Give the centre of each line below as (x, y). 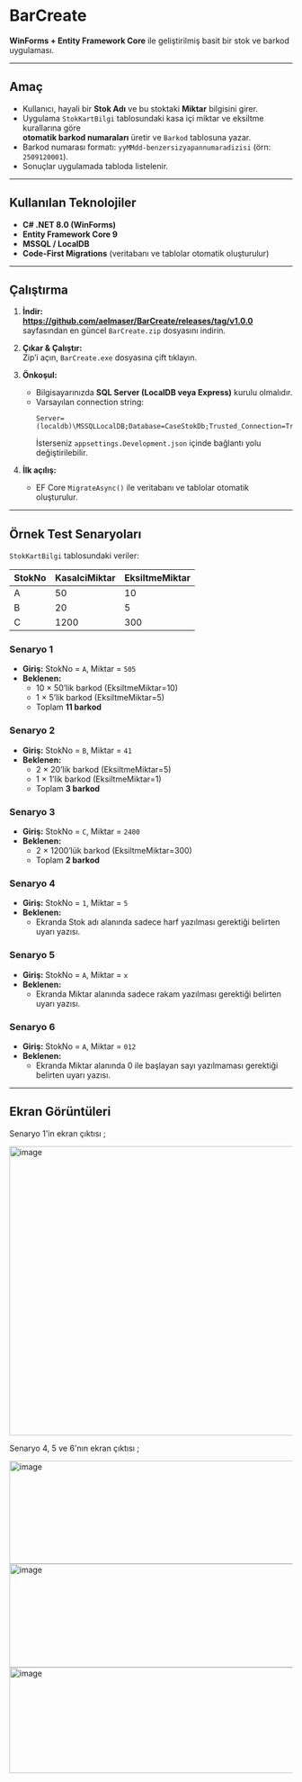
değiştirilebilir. (62, 453)
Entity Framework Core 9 (70, 234)
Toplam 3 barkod (68, 788)
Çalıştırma (39, 289)
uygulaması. (31, 50)
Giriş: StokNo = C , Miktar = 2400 (81, 832)
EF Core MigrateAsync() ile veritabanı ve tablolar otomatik (142, 488)
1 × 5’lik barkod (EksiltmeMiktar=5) (100, 698)
